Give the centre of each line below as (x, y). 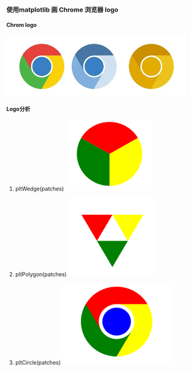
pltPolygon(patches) (41, 274)
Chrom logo (21, 25)
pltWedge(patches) (39, 189)
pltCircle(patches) (38, 363)
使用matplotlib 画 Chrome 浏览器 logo (62, 9)
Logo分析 (18, 109)
